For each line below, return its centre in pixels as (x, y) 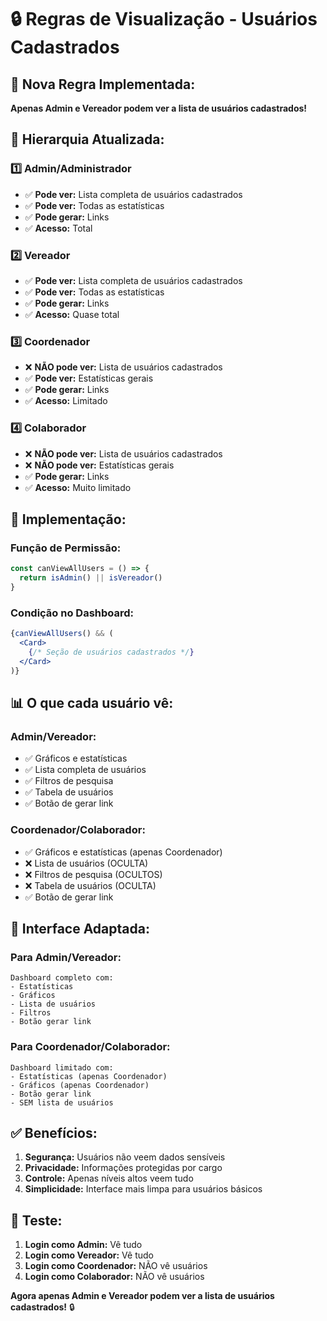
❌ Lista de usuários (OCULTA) (86, 863)
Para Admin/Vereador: (66, 957)
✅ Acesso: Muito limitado (78, 487)
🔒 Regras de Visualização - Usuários (164, 19)
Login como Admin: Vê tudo (83, 1245)
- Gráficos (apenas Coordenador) (80, 1085)
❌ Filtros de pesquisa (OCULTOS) (93, 874)
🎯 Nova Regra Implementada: (103, 84)
